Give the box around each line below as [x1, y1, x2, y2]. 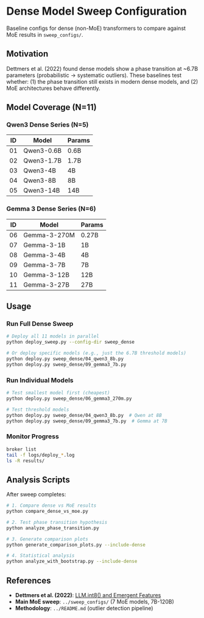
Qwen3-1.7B [23, 156, 62, 165]
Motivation [6, 49, 49, 59]
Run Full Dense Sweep [6, 320, 74, 328]
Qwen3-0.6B [23, 147, 62, 155]
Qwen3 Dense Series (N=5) [6, 120, 89, 129]
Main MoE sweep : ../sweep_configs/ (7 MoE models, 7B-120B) [15, 598, 175, 606]
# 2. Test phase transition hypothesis [6, 519, 108, 525]
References [6, 575, 51, 586]
